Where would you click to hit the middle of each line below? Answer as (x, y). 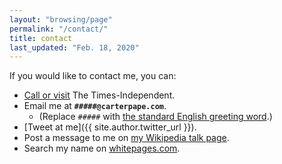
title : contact (41, 38)
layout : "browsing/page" (61, 19)
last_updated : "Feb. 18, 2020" (74, 47)
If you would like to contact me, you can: (93, 76)
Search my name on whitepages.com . (102, 148)
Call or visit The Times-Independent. (99, 95)
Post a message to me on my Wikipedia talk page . (126, 138)
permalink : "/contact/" (59, 29)
